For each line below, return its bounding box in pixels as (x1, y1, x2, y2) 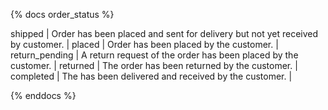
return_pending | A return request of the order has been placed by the (10, 49, 299, 61)
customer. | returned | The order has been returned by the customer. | (10, 60, 298, 71)
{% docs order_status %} (10, 9, 115, 20)
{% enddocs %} (10, 90, 77, 101)
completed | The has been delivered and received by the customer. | (10, 70, 293, 82)
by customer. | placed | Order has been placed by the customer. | (10, 39, 279, 50)
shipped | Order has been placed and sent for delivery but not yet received (10, 28, 319, 39)
